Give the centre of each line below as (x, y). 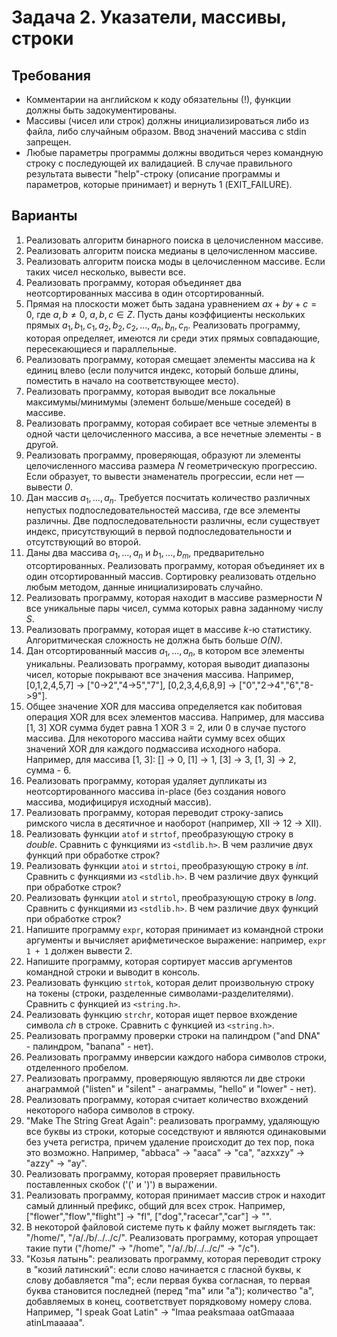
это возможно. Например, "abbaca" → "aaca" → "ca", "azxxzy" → (165, 1152)
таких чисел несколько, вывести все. (106, 272)
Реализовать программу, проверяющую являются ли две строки (165, 1078)
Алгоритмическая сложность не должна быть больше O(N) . (154, 640)
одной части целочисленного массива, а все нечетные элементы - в (173, 433)
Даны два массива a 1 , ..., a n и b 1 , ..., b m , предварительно (145, 554)
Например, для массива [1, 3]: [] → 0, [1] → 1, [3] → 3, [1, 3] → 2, (161, 759)
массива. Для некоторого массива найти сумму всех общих (155, 738)
